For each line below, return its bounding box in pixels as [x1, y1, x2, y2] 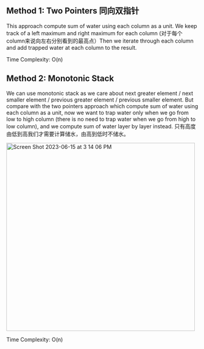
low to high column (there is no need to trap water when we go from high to [6, 115, 196, 123]
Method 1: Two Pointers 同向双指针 [6, 5, 139, 16]
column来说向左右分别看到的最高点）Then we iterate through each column [6, 37, 194, 44]
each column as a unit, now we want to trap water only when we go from [6, 109, 189, 116]
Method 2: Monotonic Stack [6, 74, 114, 84]
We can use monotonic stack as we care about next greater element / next [6, 89, 194, 97]
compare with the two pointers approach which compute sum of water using [6, 102, 199, 109]
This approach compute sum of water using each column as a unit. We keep [6, 22, 197, 29]
